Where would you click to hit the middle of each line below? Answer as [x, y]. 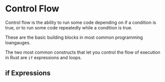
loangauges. [18, 42]
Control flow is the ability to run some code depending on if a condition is [81, 22]
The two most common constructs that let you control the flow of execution [83, 52]
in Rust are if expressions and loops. [43, 57]
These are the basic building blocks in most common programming [74, 37]
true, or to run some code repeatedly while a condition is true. [69, 27]
